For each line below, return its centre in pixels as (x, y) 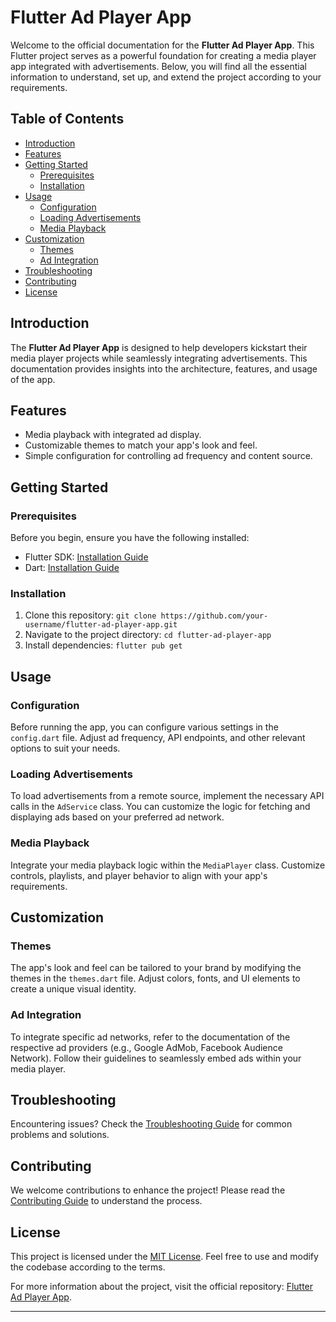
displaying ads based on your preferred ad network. (117, 817)
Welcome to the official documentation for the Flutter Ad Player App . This (162, 45)
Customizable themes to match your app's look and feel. (141, 445)
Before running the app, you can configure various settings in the (144, 727)
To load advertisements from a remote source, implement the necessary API (167, 796)
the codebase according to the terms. (88, 1267)
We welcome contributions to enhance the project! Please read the (148, 1190)
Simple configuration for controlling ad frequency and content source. (168, 456)
